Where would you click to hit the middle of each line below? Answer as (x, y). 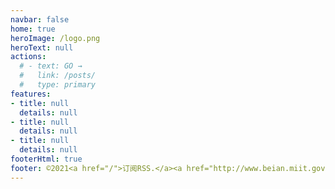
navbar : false (40, 19)
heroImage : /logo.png (55, 38)
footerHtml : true (46, 159)
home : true (33, 29)
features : (31, 94)
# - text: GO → (51, 66)
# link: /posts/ (58, 76)
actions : (28, 57)
